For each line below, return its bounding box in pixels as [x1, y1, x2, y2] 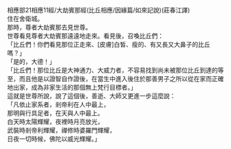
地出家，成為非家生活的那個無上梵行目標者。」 [7, 83, 137, 91]
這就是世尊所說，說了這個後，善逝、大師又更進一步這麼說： [7, 92, 176, 100]
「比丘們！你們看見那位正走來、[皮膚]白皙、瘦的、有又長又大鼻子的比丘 [7, 41, 211, 48]
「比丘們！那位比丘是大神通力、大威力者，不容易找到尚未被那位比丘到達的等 [7, 66, 224, 74]
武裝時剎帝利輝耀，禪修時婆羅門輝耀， [7, 126, 115, 134]
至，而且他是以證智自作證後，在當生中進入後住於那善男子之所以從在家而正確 [7, 75, 224, 82]
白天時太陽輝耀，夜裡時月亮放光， [7, 117, 104, 126]
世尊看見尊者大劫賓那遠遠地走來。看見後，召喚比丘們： [7, 32, 164, 40]
